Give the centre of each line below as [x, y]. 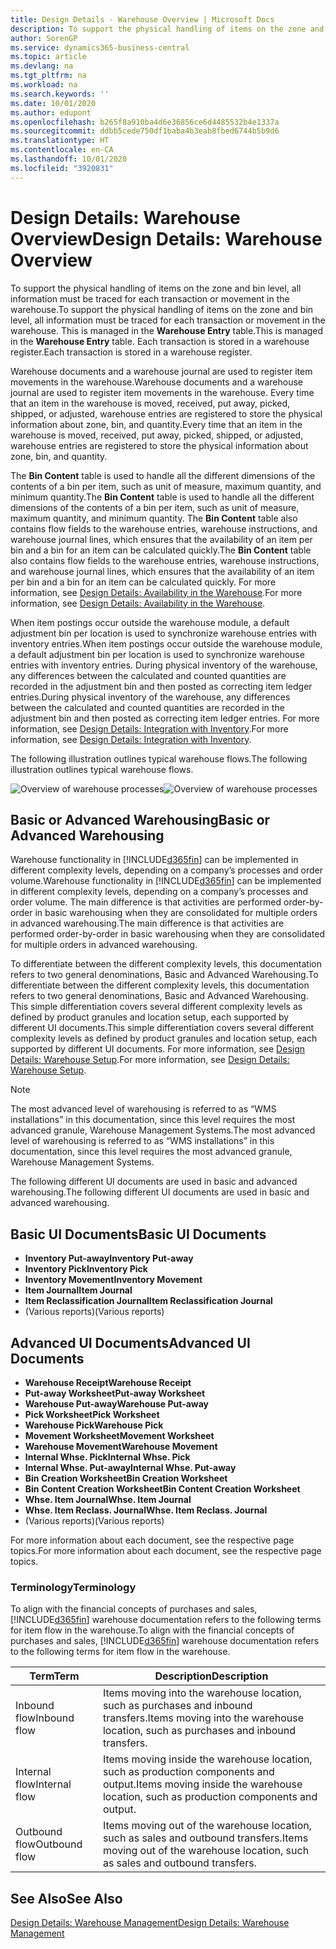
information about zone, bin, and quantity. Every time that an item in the [156, 424]
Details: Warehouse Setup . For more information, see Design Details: [150, 1060]
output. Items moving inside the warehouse [202, 1784]
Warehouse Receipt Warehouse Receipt [108, 1382]
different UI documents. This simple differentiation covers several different [162, 1028]
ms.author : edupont [51, 112]
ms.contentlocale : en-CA [62, 150]
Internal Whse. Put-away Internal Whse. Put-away [130, 1467]
